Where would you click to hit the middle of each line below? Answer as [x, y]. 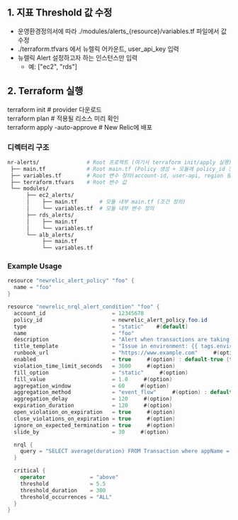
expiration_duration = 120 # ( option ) [93, 406]
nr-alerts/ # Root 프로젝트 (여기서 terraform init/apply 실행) [120, 162]
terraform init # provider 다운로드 [55, 109]
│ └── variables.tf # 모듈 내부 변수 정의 [90, 209]
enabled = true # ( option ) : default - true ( [122, 360]
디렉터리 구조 [28, 147]
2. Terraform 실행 [45, 91]
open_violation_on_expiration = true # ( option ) [95, 412]
